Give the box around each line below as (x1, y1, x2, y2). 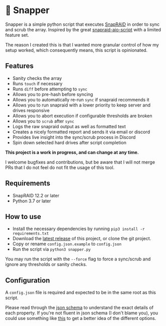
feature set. (5, 32, 29, 38)
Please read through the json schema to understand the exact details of (5, 305, 154, 311)
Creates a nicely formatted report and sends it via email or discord (12, 129, 150, 135)
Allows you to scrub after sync (12, 118, 74, 124)
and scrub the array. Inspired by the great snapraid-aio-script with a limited (5, 26, 161, 32)
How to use (5, 212, 41, 221)
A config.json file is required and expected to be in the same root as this (5, 290, 156, 296)
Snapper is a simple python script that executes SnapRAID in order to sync (5, 21, 160, 27)
